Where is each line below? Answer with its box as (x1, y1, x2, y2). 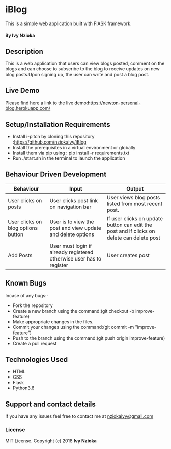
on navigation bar (49, 203, 92, 210)
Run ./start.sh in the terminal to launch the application (12, 155, 125, 161)
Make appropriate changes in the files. (12, 318, 94, 325)
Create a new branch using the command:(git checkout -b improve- (12, 308, 155, 314)
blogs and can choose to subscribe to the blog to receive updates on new (5, 66, 160, 72)
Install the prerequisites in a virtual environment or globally (12, 144, 136, 150)
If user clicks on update (106, 215, 163, 222)
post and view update (49, 224, 102, 231)
